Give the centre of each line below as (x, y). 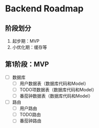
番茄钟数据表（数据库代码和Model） (56, 96)
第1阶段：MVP (27, 64)
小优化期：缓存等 (30, 47)
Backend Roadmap (44, 9)
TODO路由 (30, 115)
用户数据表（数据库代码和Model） (54, 83)
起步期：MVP (26, 41)
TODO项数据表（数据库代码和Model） (58, 89)
